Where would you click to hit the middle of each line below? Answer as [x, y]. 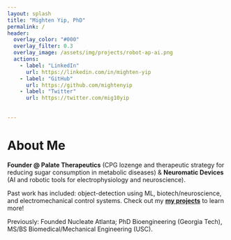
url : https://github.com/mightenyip [79, 85]
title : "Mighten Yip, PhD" [46, 20]
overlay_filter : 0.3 [43, 46]
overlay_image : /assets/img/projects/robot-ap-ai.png [93, 53]
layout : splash [29, 14]
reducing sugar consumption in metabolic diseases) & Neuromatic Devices [115, 172]
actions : [26, 59]
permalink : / [26, 27]
